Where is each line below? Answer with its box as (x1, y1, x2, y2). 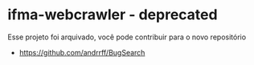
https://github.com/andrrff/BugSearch (18, 47, 145, 57)
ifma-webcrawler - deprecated (7, 6, 218, 24)
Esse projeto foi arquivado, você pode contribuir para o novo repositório (7, 32, 247, 42)
